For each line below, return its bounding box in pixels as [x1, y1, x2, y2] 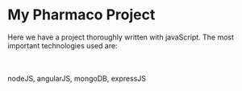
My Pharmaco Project [7, 6, 156, 24]
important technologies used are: [7, 40, 118, 50]
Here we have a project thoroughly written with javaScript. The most [7, 32, 235, 42]
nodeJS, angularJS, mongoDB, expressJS [7, 73, 147, 83]
